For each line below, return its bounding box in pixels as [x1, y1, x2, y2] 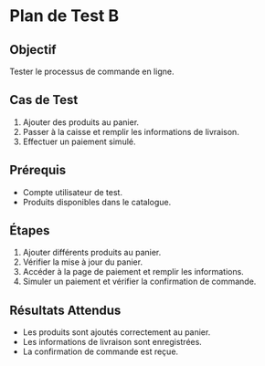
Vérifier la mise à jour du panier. [22, 256, 143, 267]
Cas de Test [9, 92, 79, 108]
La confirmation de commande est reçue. [22, 346, 179, 357]
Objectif [9, 42, 57, 58]
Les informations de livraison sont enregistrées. [22, 337, 203, 348]
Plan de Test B [9, 5, 120, 26]
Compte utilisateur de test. [22, 186, 123, 197]
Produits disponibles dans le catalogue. [22, 196, 172, 207]
